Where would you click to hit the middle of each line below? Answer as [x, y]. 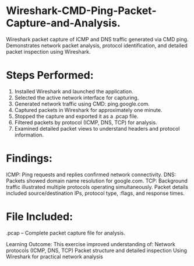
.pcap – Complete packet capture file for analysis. [66, 233]
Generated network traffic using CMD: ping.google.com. [82, 104]
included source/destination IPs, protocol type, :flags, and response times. [95, 193]
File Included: [40, 216]
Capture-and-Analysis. [63, 23]
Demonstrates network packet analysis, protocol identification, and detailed [97, 45]
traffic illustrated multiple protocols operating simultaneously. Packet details [97, 187]
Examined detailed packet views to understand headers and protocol [97, 128]
